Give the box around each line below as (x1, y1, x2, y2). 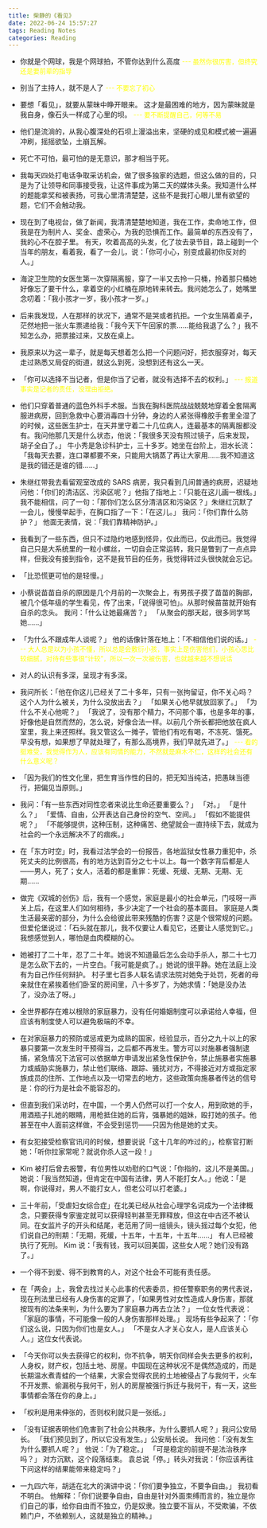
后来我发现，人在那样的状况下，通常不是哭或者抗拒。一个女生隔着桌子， (19, 311, 257, 321)
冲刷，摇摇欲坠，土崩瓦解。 (19, 137, 111, 146)
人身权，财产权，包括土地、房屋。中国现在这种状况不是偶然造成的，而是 (19, 1361, 257, 1370)
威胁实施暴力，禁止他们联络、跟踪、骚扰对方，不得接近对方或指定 (33, 1063, 250, 1073)
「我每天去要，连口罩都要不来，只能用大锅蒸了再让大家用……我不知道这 (19, 450, 255, 460)
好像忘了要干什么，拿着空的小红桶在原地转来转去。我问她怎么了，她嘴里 (19, 284, 257, 294)
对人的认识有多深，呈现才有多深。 (19, 670, 132, 680)
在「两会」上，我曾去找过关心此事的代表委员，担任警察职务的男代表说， (19, 1284, 257, 1294)
